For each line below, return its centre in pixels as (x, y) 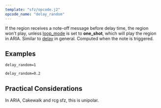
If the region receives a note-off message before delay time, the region (77, 28)
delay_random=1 (21, 65)
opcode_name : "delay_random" (35, 14)
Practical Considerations (44, 88)
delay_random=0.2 (23, 74)
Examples (20, 54)
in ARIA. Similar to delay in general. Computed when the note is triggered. (80, 38)
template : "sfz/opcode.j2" (33, 10)
